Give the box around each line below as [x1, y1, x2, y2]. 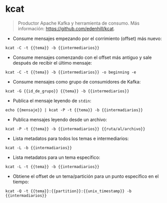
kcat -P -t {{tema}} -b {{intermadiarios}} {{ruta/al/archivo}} [5, 126, 145, 131]
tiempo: [12, 178, 29, 185]
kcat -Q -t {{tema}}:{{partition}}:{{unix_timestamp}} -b [5, 188, 132, 194]
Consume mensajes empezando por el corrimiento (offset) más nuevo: [12, 35, 162, 42]
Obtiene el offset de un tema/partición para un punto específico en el [12, 173, 159, 179]
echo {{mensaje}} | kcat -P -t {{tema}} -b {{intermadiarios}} [5, 107, 143, 113]
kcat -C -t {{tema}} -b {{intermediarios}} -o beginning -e [5, 70, 137, 75]
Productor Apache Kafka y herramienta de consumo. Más [17, 20, 140, 26]
